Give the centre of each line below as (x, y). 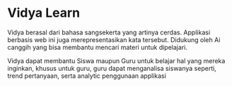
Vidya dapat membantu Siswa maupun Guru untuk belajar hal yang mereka (116, 60)
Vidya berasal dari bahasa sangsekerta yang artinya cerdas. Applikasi (109, 32)
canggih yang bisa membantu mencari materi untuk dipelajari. (97, 47)
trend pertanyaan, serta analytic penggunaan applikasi (87, 76)
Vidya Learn (43, 13)
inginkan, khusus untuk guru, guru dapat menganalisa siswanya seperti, (112, 68)
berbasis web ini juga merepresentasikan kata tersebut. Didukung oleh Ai (114, 39)
